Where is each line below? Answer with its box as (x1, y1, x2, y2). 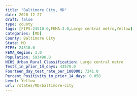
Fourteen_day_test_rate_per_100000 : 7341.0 (5, 69, 99, 74)
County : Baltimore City (5, 36, 56, 41)
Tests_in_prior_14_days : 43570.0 (5, 64, 76, 69)
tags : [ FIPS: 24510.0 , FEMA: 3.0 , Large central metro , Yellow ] (5, 26, 133, 31)
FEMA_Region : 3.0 (5, 50, 42, 55)
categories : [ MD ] (5, 31, 42, 36)
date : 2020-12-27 (5, 12, 42, 17)
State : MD (5, 41, 26, 46)
